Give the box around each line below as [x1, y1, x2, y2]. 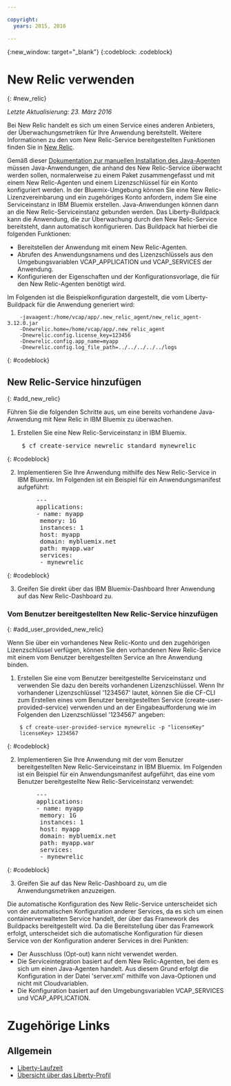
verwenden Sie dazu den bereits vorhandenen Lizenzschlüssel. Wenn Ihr [17, 681, 225, 689]
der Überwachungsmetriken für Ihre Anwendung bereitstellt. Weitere [7, 128, 202, 137]
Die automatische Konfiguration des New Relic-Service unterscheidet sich [7, 900, 218, 908]
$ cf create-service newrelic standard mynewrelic [21, 442, 197, 450]
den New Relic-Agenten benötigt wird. [17, 280, 126, 288]
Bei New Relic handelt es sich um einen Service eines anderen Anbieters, [7, 121, 215, 130]
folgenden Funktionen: [7, 230, 71, 238]
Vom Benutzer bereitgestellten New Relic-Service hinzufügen [7, 609, 219, 619]
